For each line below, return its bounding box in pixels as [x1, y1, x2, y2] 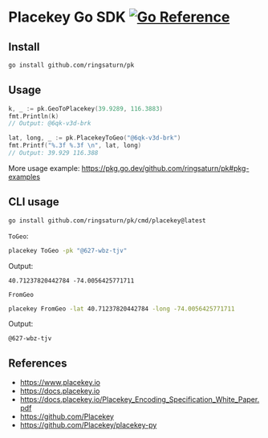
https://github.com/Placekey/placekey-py [19, 420, 157, 430]
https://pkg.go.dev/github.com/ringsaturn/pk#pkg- [81, 163, 250, 172]
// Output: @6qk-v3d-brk [8, 120, 91, 128]
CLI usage [8, 195, 60, 209]
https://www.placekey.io [19, 378, 101, 387]
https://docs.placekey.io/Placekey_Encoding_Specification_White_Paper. [19, 395, 260, 404]
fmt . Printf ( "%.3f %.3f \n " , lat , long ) [8, 141, 142, 150]
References [8, 356, 67, 370]
